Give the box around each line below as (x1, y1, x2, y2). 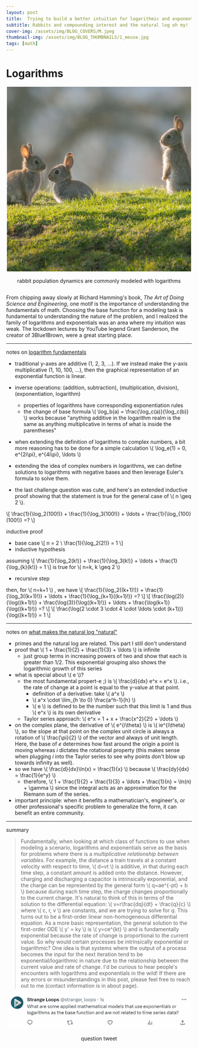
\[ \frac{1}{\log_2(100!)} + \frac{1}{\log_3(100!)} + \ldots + (6, 510, 145, 517)
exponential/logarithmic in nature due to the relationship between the (20, 957, 189, 964)
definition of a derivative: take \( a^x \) (32, 690, 125, 697)
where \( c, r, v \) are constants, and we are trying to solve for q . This (20, 907, 188, 914)
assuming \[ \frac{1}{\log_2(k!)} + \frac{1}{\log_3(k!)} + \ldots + (6, 557, 159, 564)
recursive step (14, 575, 50, 582)
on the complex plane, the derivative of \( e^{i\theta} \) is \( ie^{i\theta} (14, 721, 186, 728)
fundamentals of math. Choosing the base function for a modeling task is (6, 306, 184, 313)
